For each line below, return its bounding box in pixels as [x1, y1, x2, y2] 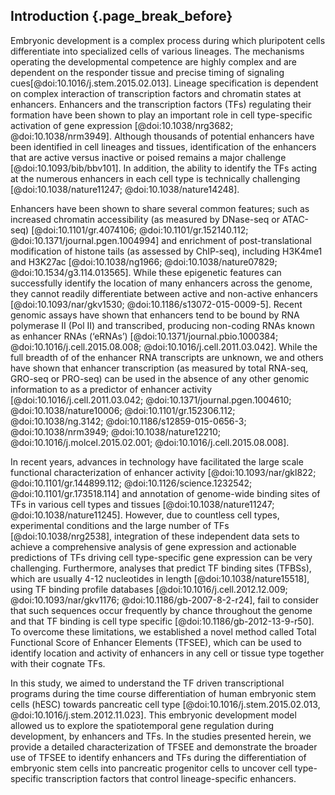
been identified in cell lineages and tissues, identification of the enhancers [10, 140, 317, 153]
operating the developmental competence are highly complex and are [10, 55, 298, 68]
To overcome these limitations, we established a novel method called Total [10, 625, 317, 638]
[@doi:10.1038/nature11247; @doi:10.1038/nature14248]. [10, 183, 240, 195]
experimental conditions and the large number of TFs [10, 519, 230, 531]
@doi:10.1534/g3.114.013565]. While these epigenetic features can [10, 266, 282, 278]
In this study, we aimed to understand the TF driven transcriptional [10, 677, 285, 689]
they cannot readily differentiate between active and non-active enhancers [10, 287, 318, 299]
